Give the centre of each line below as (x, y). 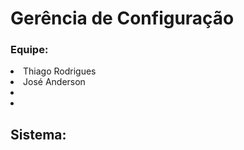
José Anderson (54, 82)
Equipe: (29, 50)
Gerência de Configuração (122, 18)
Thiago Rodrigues (60, 71)
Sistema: (38, 134)
